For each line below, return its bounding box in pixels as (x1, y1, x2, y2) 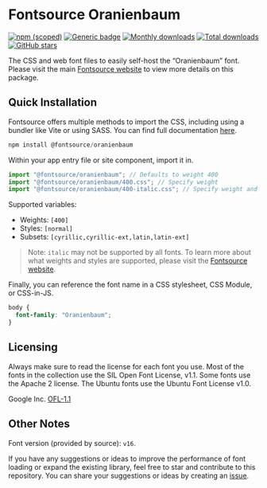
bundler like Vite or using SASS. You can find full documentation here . (8, 125, 237, 135)
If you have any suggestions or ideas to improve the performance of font (8, 454, 246, 463)
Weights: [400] (19, 215, 69, 224)
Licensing (8, 341, 58, 354)
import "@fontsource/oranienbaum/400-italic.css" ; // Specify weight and (8, 185, 258, 193)
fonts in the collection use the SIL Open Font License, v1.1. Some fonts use (8, 370, 251, 380)
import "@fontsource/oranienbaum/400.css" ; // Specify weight (8, 178, 219, 186)
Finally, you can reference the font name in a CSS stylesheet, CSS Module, (8, 280, 253, 290)
